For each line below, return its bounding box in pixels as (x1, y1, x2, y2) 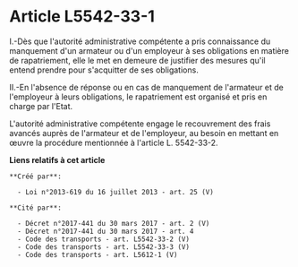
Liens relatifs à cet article (9, 154, 106, 165)
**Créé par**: (9, 172, 63, 181)
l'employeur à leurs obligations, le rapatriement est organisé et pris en (9, 91, 268, 102)
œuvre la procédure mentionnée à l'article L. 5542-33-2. (9, 137, 218, 148)
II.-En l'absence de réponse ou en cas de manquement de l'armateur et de (9, 82, 284, 92)
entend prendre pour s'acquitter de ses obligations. (9, 65, 199, 75)
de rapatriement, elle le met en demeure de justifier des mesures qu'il (9, 55, 266, 65)
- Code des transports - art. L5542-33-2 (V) (17, 235, 191, 244)
